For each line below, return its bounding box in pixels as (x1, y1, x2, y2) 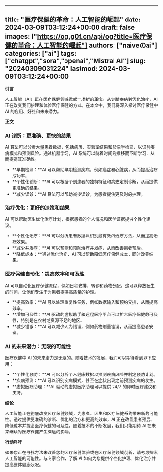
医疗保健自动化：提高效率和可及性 (5, 271, 85, 277)
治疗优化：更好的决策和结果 (5, 204, 70, 211)
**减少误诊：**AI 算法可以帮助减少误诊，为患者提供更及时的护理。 (12, 191, 146, 197)
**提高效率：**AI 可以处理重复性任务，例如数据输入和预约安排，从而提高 (12, 299, 158, 305)
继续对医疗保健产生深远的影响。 (9, 429, 73, 434)
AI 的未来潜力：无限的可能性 (5, 343, 71, 350)
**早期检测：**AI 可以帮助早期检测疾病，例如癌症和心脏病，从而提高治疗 (12, 167, 158, 173)
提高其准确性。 (9, 157, 39, 162)
